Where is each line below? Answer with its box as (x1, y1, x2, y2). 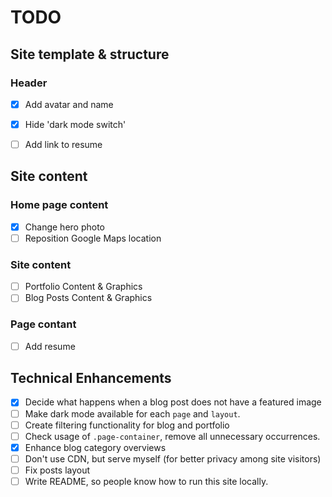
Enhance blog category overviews (24, 441, 167, 453)
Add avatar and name (24, 98, 114, 110)
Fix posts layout (24, 464, 91, 476)
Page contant (10, 317, 77, 331)
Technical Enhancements (10, 370, 172, 387)
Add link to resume (24, 139, 103, 150)
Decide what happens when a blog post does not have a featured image (24, 396, 322, 408)
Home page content (10, 198, 109, 212)
